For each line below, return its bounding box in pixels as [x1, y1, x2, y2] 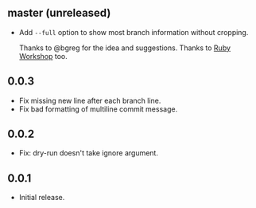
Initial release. [18, 193, 65, 202]
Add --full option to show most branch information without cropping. [18, 27, 249, 37]
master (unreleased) [7, 6, 111, 20]
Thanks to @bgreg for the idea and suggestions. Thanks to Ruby [18, 43, 231, 53]
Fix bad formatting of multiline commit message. [18, 104, 178, 114]
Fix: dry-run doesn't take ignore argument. [18, 148, 158, 158]
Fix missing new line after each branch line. [18, 96, 161, 105]
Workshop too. [18, 51, 68, 61]
